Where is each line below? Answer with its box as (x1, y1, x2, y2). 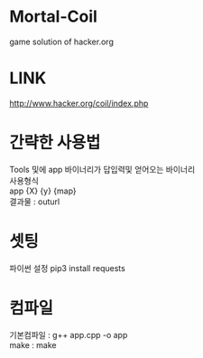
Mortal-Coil (9, 6, 97, 27)
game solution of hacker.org (9, 36, 115, 47)
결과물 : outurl (9, 196, 60, 207)
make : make (9, 339, 57, 350)
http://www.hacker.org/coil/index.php (9, 98, 149, 108)
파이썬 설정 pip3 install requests (9, 262, 126, 273)
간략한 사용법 (9, 133, 101, 153)
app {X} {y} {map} (9, 185, 77, 196)
